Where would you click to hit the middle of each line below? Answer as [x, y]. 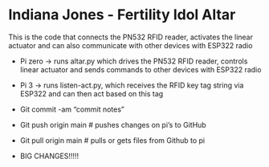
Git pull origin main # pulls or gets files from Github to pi [112, 140]
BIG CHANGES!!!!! [49, 156]
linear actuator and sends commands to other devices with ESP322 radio [141, 69]
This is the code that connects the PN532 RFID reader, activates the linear [130, 37]
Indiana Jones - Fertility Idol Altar [122, 15]
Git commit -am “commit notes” [72, 109]
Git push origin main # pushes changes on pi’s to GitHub [113, 124]
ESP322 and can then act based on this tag [92, 93]
